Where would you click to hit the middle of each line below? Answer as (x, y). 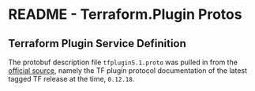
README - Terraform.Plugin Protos (125, 15)
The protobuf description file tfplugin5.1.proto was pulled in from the (123, 62)
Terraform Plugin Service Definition (97, 44)
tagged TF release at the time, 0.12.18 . (71, 79)
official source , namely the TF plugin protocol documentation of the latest (127, 71)
